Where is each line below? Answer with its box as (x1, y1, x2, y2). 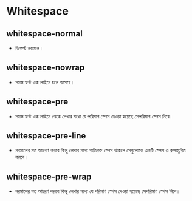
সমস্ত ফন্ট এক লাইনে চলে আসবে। (15, 78, 75, 86)
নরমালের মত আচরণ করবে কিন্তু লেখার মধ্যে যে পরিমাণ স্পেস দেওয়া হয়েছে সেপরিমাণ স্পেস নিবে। (15, 188, 180, 195)
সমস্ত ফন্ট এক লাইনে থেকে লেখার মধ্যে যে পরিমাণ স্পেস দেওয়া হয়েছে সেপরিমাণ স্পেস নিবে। (15, 112, 173, 120)
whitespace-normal (6, 29, 83, 39)
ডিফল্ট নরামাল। (15, 44, 44, 52)
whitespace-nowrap (6, 63, 85, 73)
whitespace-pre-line (6, 131, 86, 141)
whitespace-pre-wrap (6, 171, 92, 182)
